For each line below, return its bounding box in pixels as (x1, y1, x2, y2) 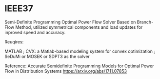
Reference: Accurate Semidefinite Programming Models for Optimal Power (4, 63, 154, 69)
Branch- (137, 19, 154, 25)
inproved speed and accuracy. (4, 29, 66, 35)
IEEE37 (4, 3, 34, 14)
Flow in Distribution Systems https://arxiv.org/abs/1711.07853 (4, 68, 127, 74)
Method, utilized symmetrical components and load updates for (15, 24, 143, 30)
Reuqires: (4, 39, 24, 44)
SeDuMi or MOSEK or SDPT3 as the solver (4, 53, 90, 59)
